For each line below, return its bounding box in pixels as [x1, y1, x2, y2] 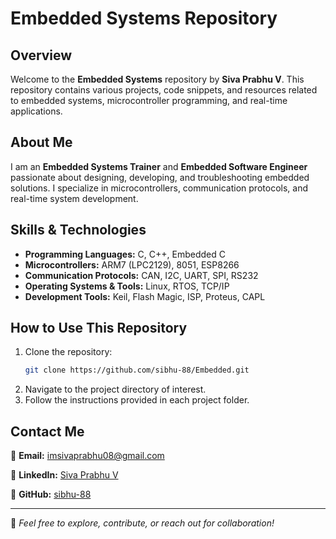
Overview [10, 47, 73, 64]
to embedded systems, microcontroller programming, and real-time [10, 95, 288, 106]
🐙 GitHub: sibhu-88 [10, 488, 92, 501]
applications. [10, 105, 63, 117]
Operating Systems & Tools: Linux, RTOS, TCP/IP [24, 280, 230, 292]
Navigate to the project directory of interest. [24, 383, 207, 396]
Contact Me [10, 423, 85, 440]
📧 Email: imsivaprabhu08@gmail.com [10, 450, 165, 462]
